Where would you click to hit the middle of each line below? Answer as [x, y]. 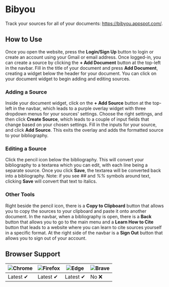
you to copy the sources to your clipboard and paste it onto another [76, 211]
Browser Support [33, 254]
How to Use [24, 39]
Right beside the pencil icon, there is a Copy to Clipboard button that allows [84, 206]
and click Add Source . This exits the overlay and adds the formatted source [84, 130]
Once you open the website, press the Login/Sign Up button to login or [79, 51]
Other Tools [20, 194]
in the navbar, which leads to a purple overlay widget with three [79, 108]
